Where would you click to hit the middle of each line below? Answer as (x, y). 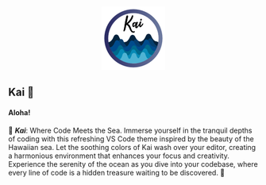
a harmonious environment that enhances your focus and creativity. (119, 156)
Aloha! (19, 112)
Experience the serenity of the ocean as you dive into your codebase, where (133, 164)
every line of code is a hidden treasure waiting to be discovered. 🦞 (117, 172)
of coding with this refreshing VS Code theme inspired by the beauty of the (131, 139)
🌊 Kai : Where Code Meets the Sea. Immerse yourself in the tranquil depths (130, 130)
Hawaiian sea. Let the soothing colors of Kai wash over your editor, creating (132, 147)
